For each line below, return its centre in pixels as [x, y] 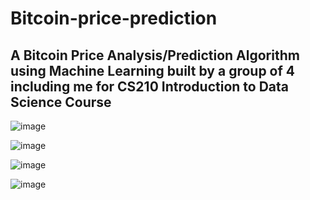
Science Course [61, 102]
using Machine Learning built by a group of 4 [153, 70]
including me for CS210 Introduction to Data [150, 86]
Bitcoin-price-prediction [114, 18]
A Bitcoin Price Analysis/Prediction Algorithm [155, 55]
